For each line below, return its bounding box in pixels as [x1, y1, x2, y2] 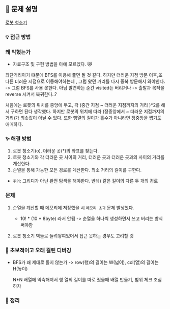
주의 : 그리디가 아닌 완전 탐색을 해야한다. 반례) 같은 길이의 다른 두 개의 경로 [12, 178, 158, 184]
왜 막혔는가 [5, 48, 31, 55]
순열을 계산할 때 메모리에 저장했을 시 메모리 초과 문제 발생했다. [12, 204, 134, 211]
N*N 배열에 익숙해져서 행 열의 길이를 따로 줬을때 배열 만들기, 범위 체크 [12, 276, 153, 282]
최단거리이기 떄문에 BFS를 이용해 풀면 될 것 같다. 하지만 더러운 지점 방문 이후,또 [5, 72, 163, 78]
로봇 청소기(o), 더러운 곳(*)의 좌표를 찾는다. [12, 148, 99, 154]
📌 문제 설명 [5, 5, 38, 14]
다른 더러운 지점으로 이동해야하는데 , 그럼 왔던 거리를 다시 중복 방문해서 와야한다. [5, 78, 165, 84]
